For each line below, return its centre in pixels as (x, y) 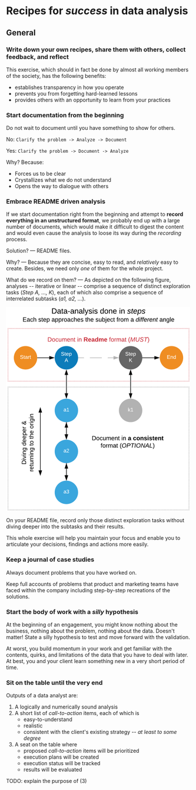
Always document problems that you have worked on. (72, 572)
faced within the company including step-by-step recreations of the (88, 590)
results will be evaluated (53, 770)
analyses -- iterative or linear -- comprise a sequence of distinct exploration (98, 286)
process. (17, 240)
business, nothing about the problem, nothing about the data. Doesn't (90, 631)
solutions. (18, 596)
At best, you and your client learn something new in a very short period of (96, 661)
